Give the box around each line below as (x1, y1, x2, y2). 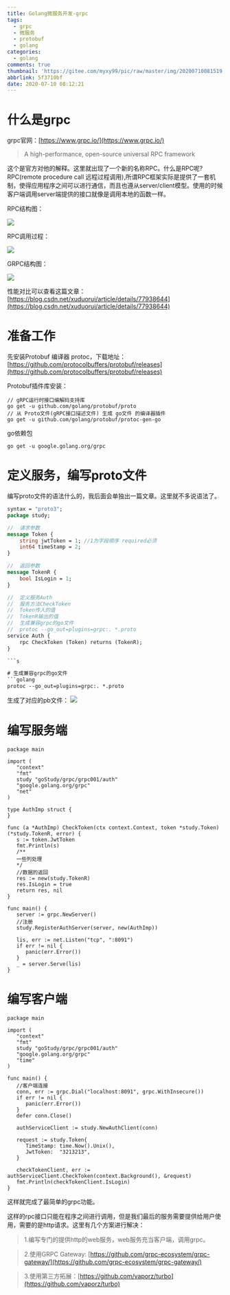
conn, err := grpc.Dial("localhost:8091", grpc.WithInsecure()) (16, 1088, 205, 1095)
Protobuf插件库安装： (7, 382, 69, 390)
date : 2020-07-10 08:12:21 (7, 81, 84, 87)
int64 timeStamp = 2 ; (19, 544, 81, 550)
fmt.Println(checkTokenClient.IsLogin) (16, 1178, 130, 1186)
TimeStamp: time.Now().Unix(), (25, 1142, 115, 1149)
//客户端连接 (16, 1082, 49, 1089)
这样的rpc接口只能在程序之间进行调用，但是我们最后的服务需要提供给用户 (7, 1212, 216, 1220)
